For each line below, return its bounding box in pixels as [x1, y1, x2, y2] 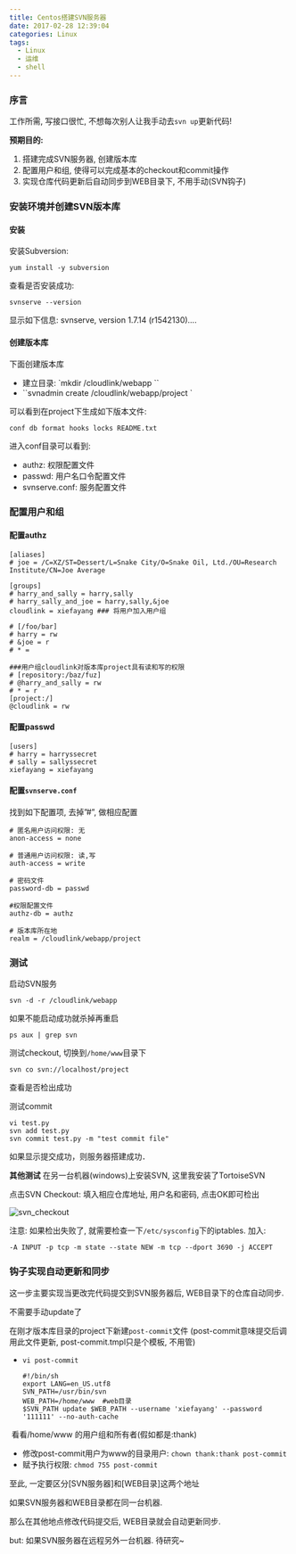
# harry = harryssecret [9, 750, 98, 759]
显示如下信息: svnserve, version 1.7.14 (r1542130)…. [9, 315, 198, 325]
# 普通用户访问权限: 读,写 [9, 851, 96, 860]
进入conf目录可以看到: [9, 440, 91, 451]
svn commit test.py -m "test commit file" [9, 1134, 169, 1144]
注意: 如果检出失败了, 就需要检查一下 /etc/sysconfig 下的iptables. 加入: [9, 1225, 267, 1236]
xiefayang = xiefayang [9, 765, 94, 774]
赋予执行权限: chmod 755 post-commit [21, 1459, 159, 1469]
